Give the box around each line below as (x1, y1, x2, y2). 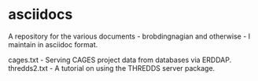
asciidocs (8, 6, 73, 24)
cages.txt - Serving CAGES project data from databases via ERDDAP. (8, 55, 232, 64)
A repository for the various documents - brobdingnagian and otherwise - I (8, 31, 251, 41)
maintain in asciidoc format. (8, 39, 98, 49)
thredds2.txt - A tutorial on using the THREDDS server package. (8, 63, 216, 72)
